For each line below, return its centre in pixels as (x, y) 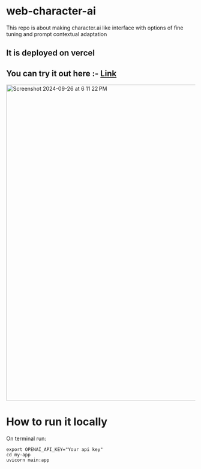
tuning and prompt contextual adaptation (57, 34)
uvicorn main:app (28, 460)
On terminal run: (26, 439)
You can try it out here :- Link (61, 73)
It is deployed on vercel (50, 53)
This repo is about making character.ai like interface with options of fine (95, 28)
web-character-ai (51, 11)
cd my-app (19, 455)
